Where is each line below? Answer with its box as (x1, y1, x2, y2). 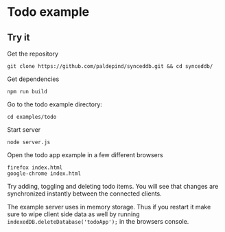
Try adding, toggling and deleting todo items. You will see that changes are (7, 183, 219, 190)
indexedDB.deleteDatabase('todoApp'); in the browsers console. (7, 218, 189, 225)
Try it (7, 32, 30, 43)
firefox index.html (7, 164, 63, 171)
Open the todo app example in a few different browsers (7, 151, 163, 159)
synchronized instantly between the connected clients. (7, 189, 163, 198)
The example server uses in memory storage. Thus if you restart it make (7, 203, 211, 211)
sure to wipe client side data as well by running (7, 210, 140, 218)
